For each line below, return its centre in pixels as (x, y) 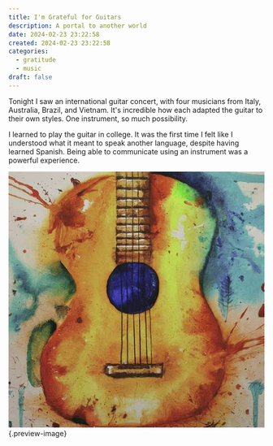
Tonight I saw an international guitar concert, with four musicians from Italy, (135, 101)
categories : (28, 52)
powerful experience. (44, 160)
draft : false (30, 77)
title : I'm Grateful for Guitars (65, 17)
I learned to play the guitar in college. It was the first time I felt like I (121, 134)
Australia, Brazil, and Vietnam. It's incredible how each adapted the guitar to (136, 110)
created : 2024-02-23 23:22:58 (60, 43)
